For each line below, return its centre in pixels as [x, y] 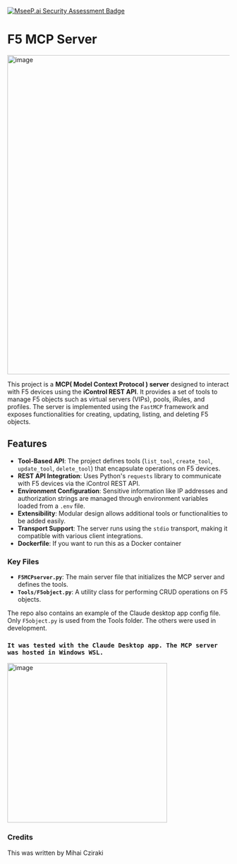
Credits [20, 837]
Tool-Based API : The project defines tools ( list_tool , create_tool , [115, 461]
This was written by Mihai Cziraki [55, 853]
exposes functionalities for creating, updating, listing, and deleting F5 [108, 414]
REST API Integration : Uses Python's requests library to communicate [120, 475]
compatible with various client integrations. [80, 535]
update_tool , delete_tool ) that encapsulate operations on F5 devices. [119, 468]
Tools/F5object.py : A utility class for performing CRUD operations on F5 [122, 592]
